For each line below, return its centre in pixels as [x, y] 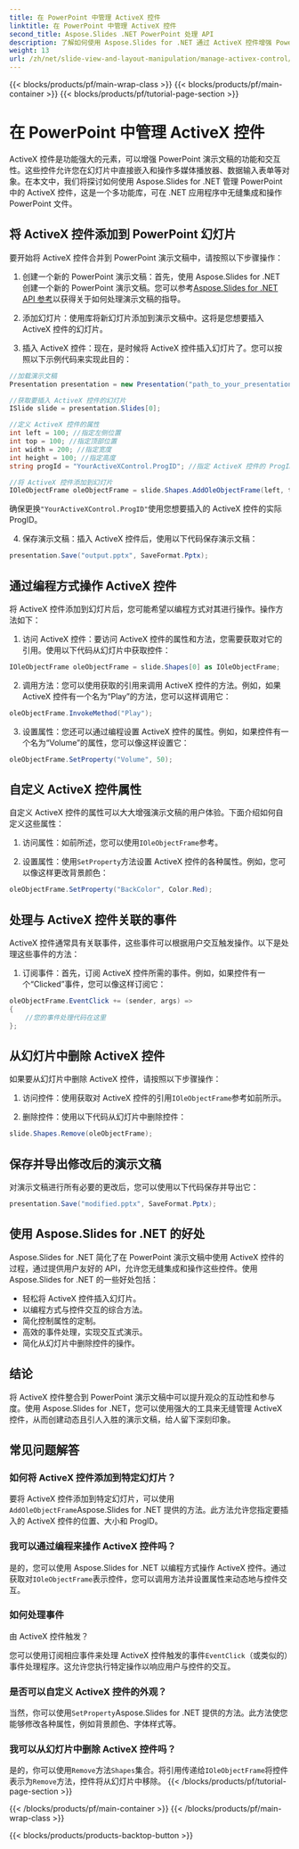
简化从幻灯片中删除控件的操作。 [81, 1342]
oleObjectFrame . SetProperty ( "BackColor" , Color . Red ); [111, 890]
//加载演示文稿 [33, 376]
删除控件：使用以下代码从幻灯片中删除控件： [104, 1117]
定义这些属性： [36, 824]
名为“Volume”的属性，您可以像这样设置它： [109, 742]
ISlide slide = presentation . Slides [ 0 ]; [85, 409]
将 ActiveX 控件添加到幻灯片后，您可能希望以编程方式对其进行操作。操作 [142, 608]
